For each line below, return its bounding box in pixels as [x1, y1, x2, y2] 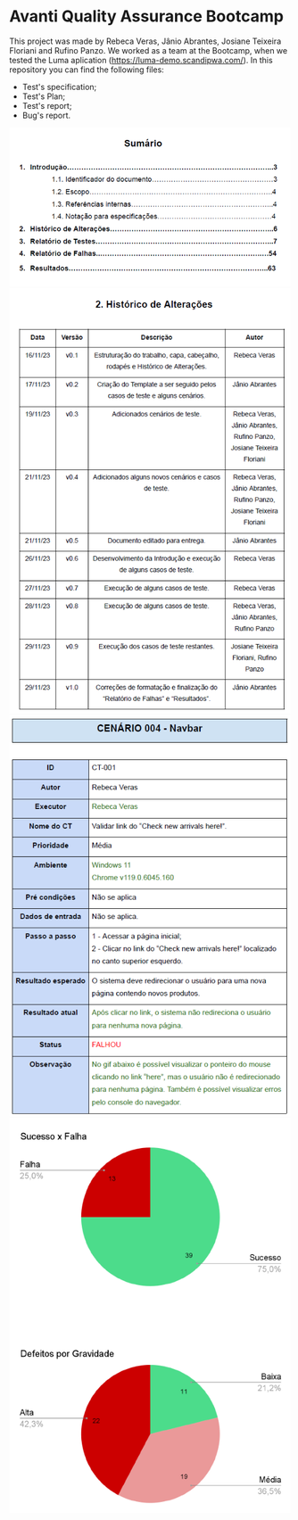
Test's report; [21, 100, 72, 111]
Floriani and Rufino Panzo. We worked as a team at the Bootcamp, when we [9, 45, 288, 55]
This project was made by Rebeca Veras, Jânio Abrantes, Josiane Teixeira [9, 36, 282, 46]
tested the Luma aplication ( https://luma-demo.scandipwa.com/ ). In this [9, 54, 274, 65]
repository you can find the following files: [9, 64, 165, 75]
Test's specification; [21, 81, 97, 92]
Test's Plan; [21, 91, 66, 102]
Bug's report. [21, 110, 71, 120]
